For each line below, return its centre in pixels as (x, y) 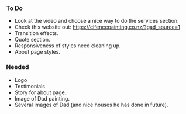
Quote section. (32, 40)
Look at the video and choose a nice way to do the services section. (97, 21)
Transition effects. (36, 33)
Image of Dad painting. (42, 98)
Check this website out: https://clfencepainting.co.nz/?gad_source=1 (97, 27)
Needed (18, 67)
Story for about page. (40, 92)
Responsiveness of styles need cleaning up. (68, 46)
